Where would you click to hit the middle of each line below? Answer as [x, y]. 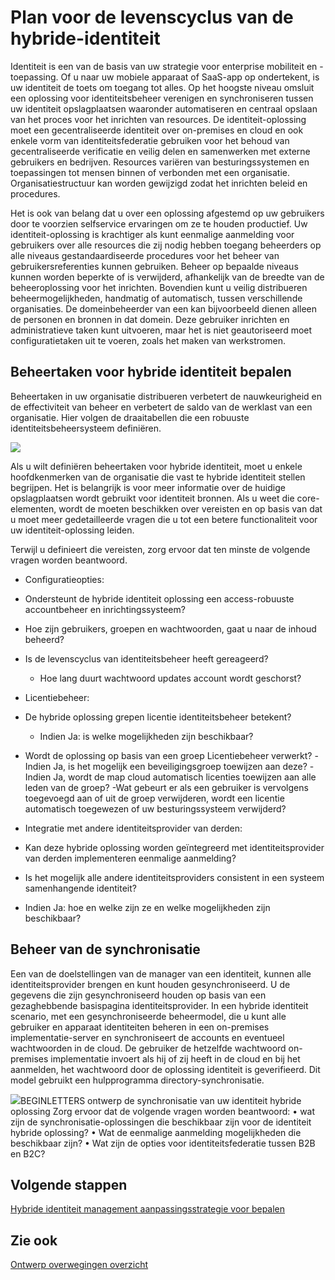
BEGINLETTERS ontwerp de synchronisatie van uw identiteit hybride [161, 1100]
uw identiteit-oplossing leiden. [72, 530]
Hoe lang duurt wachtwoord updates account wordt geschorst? [170, 678]
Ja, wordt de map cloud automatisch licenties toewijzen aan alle [185, 777]
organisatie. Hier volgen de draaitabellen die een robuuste [130, 417]
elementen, [33, 508]
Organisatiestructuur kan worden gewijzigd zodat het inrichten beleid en [159, 183]
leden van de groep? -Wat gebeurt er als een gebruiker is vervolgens [166, 787]
